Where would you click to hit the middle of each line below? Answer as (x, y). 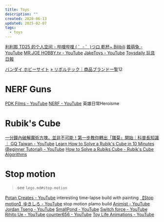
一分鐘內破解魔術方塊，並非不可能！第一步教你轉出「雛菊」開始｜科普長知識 (82, 138)
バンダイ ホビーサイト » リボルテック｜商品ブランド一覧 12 (64, 69)
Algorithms (16, 154)
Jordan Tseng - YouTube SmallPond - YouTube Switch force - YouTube (76, 209)
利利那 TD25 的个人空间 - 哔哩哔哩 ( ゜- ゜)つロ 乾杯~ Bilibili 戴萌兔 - (74, 47)
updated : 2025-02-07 (26, 23)
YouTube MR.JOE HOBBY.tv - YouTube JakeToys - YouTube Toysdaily (75, 53)
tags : (10, 28)
